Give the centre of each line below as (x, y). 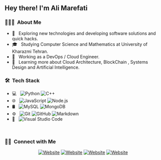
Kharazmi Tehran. (30, 51)
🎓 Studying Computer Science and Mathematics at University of (80, 44)
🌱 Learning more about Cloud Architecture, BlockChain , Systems (80, 62)
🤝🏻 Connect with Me (30, 142)
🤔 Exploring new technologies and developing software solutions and (84, 33)
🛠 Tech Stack (22, 80)
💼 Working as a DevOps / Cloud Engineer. (56, 56)
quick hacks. (25, 38)
